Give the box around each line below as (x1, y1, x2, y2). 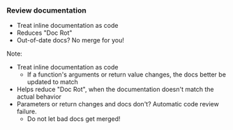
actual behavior (16, 92, 62, 101)
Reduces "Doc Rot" (16, 29, 73, 37)
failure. (16, 107, 37, 116)
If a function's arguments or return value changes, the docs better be (27, 70, 226, 79)
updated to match (27, 78, 78, 86)
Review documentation (6, 6, 87, 15)
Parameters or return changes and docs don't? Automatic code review (16, 100, 219, 108)
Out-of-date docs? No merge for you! (16, 36, 125, 44)
